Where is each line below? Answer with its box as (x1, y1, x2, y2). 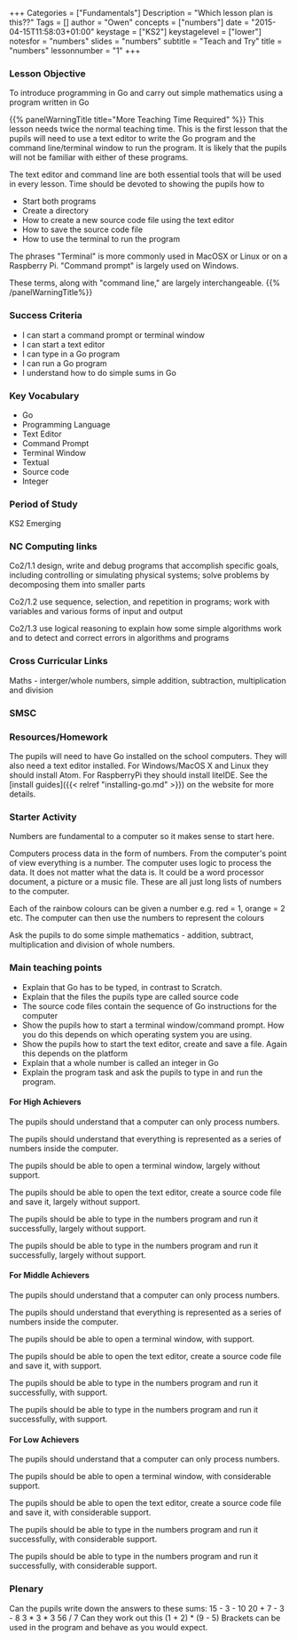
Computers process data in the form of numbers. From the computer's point (9, 848, 287, 859)
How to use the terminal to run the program (21, 234, 180, 244)
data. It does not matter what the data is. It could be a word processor (9, 867, 264, 878)
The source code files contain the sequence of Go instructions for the (21, 1000, 277, 1012)
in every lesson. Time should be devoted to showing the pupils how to (9, 179, 265, 189)
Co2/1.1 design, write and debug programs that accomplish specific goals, (9, 560, 279, 572)
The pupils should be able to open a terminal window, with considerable (9, 1471, 272, 1482)
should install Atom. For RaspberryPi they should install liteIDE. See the (9, 770, 268, 780)
